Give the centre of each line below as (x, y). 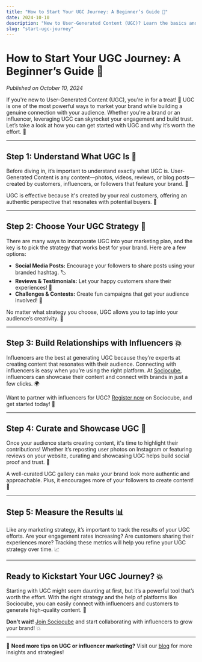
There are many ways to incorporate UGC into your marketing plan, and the (99, 241)
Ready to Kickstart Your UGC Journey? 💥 (85, 576)
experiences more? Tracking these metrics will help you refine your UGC (96, 543)
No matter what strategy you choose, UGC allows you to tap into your (92, 312)
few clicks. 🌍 (23, 383)
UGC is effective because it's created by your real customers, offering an (97, 196)
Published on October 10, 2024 (44, 88)
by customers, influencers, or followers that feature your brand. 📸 (108, 184)
